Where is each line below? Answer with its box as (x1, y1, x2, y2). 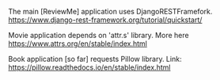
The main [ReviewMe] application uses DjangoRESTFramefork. (8, 7, 213, 16)
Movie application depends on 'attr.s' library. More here (8, 31, 189, 40)
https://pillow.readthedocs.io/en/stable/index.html (8, 63, 171, 72)
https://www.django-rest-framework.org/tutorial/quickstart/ (8, 15, 203, 25)
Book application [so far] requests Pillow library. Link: (8, 55, 182, 63)
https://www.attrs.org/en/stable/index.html (8, 39, 148, 48)
